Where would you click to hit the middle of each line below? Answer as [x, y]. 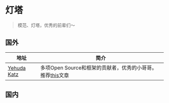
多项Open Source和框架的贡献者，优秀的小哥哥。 [99, 67]
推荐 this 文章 [55, 75]
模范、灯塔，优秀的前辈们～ [46, 25]
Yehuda [17, 68]
